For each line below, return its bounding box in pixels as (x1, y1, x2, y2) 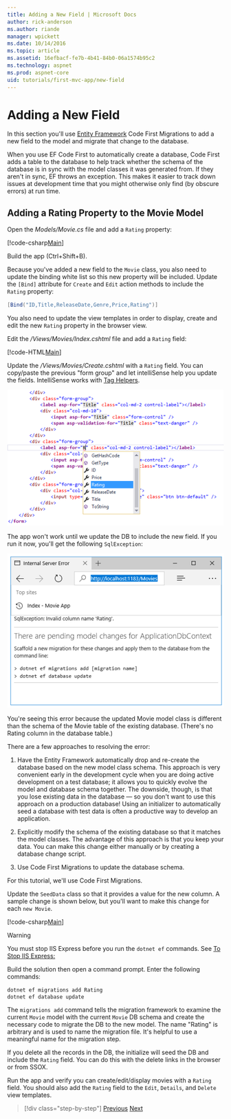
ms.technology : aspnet (7, 62, 72, 69)
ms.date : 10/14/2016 (7, 40, 67, 48)
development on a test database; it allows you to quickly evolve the (16, 778, 208, 786)
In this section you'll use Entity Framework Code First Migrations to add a (7, 130, 214, 138)
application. (16, 814, 51, 823)
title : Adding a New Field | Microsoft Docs (7, 11, 137, 18)
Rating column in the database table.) (7, 729, 113, 737)
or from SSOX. (7, 1063, 48, 1071)
